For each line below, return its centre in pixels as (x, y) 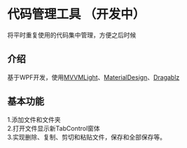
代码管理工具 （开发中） (76, 14)
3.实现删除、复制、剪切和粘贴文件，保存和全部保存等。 (87, 137)
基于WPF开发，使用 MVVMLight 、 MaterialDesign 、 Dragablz (93, 77)
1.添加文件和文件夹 (34, 119)
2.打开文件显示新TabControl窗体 (54, 128)
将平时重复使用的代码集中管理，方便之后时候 (72, 35)
